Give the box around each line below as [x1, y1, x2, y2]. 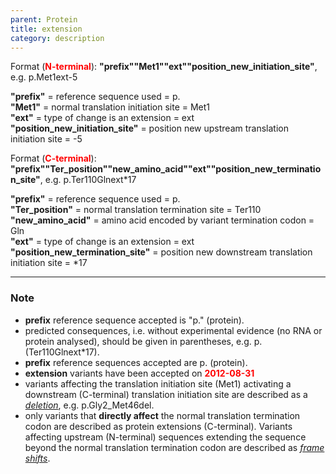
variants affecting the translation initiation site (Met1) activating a [24, 377, 292, 390]
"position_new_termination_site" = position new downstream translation [10, 246, 313, 258]
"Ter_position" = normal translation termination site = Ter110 [10, 204, 262, 216]
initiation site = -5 [10, 133, 83, 145]
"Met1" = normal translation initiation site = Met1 [10, 101, 211, 113]
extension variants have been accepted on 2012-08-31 [24, 367, 255, 379]
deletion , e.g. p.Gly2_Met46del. [24, 399, 155, 411]
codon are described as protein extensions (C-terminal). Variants [24, 420, 293, 432]
